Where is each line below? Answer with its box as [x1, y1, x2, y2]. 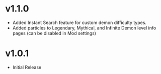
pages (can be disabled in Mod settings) [12, 30, 97, 36]
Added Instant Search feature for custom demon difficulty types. [12, 19, 147, 25]
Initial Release [12, 64, 42, 70]
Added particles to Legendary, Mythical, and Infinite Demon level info [12, 24, 156, 30]
